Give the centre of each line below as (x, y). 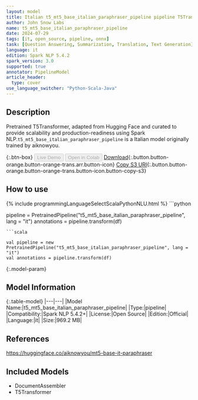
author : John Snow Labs (35, 22)
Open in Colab (83, 157)
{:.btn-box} (20, 157)
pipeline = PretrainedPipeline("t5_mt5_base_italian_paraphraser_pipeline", (96, 215)
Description (28, 112)
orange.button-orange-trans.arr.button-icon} (60, 164)
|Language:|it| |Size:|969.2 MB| (44, 320)
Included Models (37, 371)
